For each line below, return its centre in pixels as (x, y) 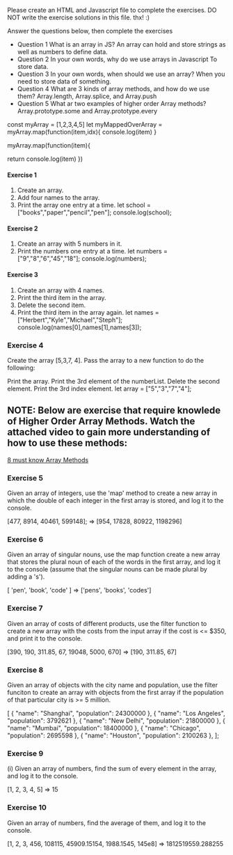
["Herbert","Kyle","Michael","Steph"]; (70, 320)
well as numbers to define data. (62, 52)
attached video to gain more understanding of (109, 432)
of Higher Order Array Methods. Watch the (101, 422)
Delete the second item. (51, 305)
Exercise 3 (23, 275)
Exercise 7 (25, 609)
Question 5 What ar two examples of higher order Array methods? (112, 103)
